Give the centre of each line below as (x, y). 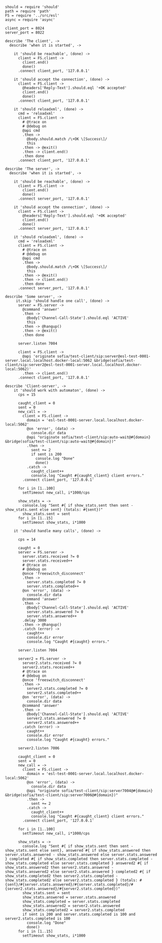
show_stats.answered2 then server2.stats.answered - (59, 868)
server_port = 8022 (25, 33)
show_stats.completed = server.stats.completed (71, 902)
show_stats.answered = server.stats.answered (69, 897)
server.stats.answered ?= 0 (55, 612)
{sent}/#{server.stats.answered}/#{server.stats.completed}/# (69, 885)
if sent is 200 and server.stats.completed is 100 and (79, 914)
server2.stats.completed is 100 (38, 919)
